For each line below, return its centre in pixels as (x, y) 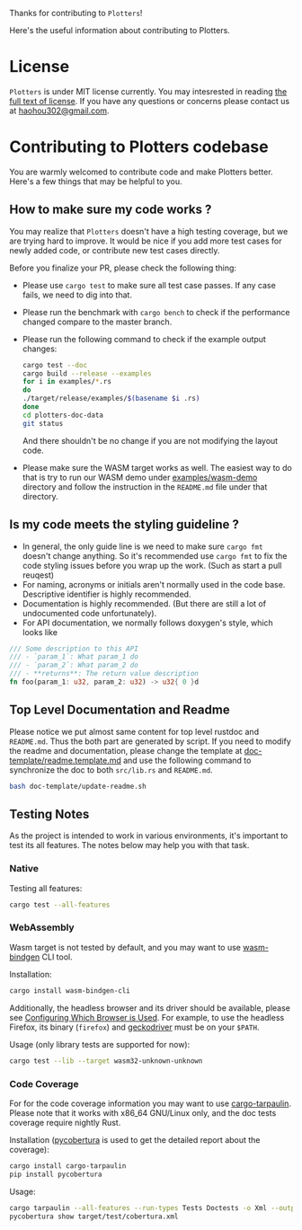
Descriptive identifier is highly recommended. (107, 594)
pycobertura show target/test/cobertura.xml (94, 1217)
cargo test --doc (55, 365)
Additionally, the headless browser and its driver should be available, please (150, 1008)
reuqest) (38, 575)
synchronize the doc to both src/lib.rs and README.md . (111, 770)
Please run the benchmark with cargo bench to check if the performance (156, 312)
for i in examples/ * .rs (67, 382)
